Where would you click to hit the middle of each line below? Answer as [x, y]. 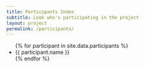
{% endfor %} [32, 59]
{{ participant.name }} [42, 53]
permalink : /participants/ [40, 29]
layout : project [27, 23]
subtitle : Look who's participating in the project [72, 18]
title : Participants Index [40, 12]
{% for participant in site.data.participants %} [72, 46]
